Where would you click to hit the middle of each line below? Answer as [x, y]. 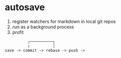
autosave [25, 7]
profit [18, 32]
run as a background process [43, 26]
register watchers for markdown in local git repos [64, 21]
